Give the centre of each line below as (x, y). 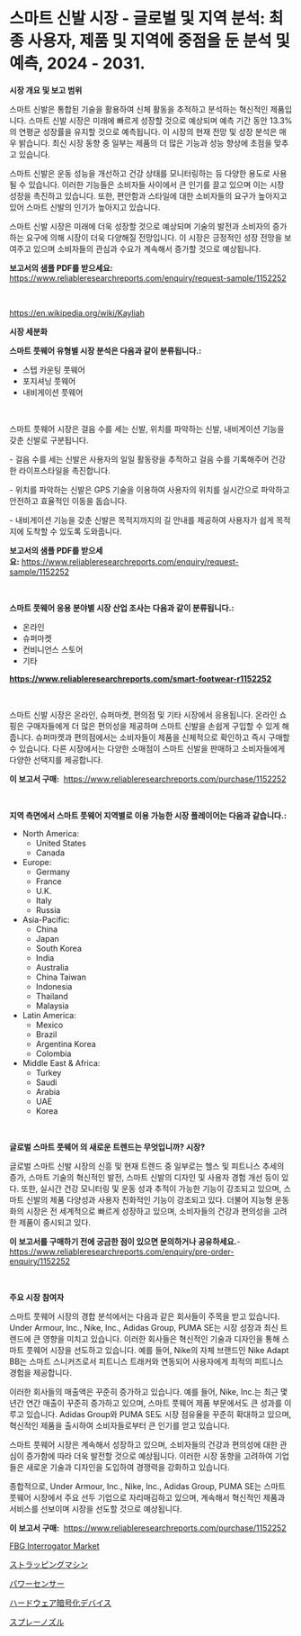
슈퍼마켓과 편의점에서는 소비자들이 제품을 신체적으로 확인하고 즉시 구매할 (163, 737)
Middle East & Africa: (61, 1062)
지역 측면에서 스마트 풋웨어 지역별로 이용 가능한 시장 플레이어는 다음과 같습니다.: (148, 815)
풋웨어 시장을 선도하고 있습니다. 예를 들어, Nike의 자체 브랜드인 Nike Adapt (157, 1350)
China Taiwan (61, 977)
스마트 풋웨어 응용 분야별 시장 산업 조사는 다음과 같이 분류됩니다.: (122, 608)
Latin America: (49, 1015)
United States (61, 843)
